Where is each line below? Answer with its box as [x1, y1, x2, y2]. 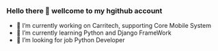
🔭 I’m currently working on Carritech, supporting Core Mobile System [16, 22, 211, 30]
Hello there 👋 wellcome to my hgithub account [6, 6, 163, 16]
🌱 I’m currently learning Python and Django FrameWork [16, 29, 172, 37]
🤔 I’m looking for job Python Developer [16, 36, 125, 44]
